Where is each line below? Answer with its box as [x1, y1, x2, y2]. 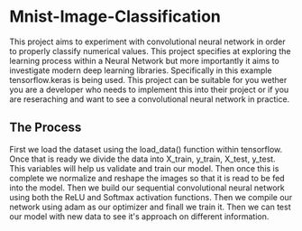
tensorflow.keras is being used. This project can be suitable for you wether [9, 74, 288, 85]
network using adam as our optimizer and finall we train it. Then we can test [9, 201, 291, 212]
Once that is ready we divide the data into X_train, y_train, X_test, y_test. [9, 153, 277, 164]
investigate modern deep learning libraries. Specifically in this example [9, 65, 272, 76]
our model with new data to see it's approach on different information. [9, 210, 270, 222]
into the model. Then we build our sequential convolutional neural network [9, 182, 286, 193]
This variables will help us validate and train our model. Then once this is [9, 162, 279, 173]
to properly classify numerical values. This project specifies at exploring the [9, 45, 291, 56]
